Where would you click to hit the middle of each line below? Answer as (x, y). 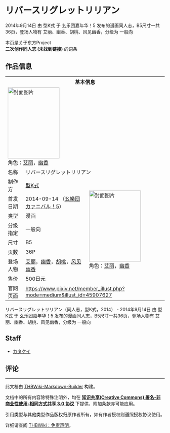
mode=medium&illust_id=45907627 (69, 295)
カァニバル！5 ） (45, 206)
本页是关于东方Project (28, 42)
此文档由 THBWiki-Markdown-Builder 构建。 (51, 387)
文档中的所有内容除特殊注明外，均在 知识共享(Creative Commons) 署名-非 (83, 397)
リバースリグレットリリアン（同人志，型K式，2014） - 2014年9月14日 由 (81, 309)
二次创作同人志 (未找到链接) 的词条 (41, 49)
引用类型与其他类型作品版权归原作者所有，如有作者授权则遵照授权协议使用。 (85, 415)
